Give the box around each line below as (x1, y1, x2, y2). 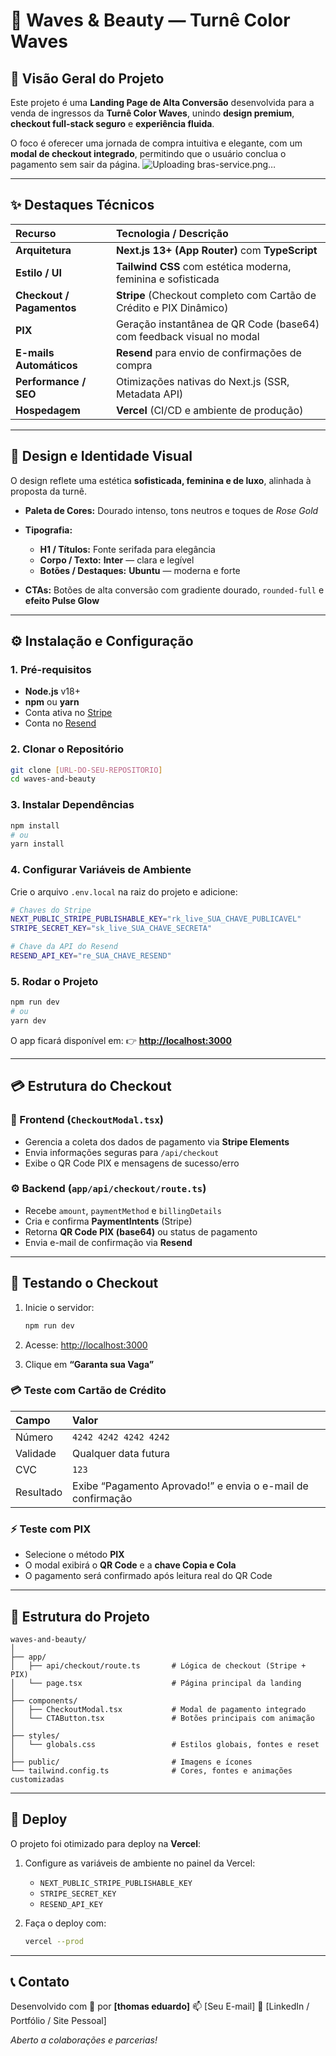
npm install (10, 820, 60, 831)
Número (15, 1430, 54, 1444)
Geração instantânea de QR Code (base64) (115, 317, 320, 331)
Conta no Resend (24, 717, 97, 729)
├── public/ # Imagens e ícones (10, 1757, 253, 1767)
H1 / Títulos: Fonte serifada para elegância (39, 543, 216, 555)
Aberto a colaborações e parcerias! (10, 2034, 158, 2046)
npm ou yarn (24, 696, 80, 708)
